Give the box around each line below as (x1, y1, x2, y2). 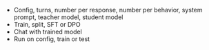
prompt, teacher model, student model (13, 13, 123, 21)
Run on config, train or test (13, 35, 90, 43)
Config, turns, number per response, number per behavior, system (13, 6, 203, 14)
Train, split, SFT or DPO (13, 21, 81, 28)
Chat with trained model (13, 27, 83, 36)
